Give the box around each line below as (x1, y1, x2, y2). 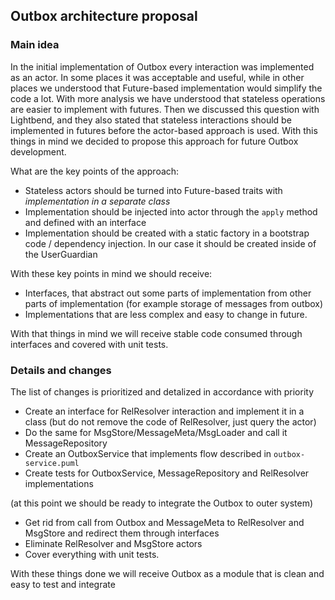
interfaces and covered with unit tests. (10, 338, 169, 350)
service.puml (24, 458, 80, 468)
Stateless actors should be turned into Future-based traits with (24, 184, 283, 196)
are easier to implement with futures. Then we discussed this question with (10, 103, 320, 115)
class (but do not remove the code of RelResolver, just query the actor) (24, 415, 317, 428)
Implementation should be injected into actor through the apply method (24, 205, 318, 218)
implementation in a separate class (24, 195, 171, 207)
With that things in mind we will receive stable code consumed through (10, 327, 303, 339)
